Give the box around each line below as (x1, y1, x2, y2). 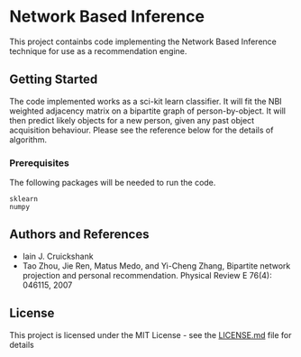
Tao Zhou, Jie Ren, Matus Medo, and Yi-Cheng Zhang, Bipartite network (22, 260, 291, 271)
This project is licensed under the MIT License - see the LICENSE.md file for (9, 329, 292, 340)
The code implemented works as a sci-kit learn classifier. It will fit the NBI (9, 96, 282, 106)
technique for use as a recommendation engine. (9, 45, 187, 56)
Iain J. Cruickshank (22, 251, 94, 261)
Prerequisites (9, 156, 69, 169)
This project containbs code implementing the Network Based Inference (9, 36, 277, 47)
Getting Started (9, 72, 98, 87)
